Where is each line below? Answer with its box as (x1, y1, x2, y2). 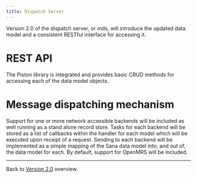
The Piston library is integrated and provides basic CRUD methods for (6, 71, 175, 78)
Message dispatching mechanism (6, 98, 175, 111)
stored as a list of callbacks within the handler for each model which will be (6, 130, 188, 137)
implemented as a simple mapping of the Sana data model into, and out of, (6, 142, 186, 149)
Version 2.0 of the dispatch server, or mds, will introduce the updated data (6, 25, 186, 32)
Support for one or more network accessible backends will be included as (6, 117, 185, 124)
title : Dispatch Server (6, 8, 64, 15)
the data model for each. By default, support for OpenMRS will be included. (6, 148, 188, 156)
